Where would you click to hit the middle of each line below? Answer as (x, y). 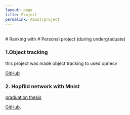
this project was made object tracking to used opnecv (61, 63)
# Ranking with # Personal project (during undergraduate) (65, 39)
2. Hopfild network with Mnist (42, 86)
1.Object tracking (27, 52)
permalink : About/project (32, 19)
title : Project (21, 15)
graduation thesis (24, 97)
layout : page (19, 10)
